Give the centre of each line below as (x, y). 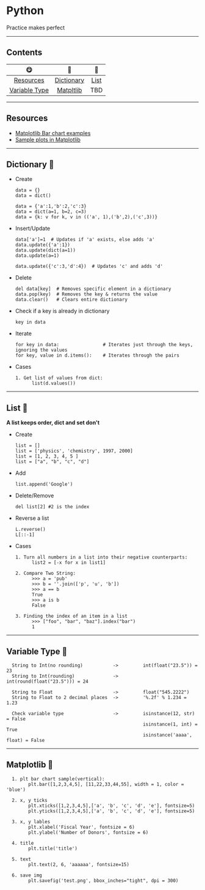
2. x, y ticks (30, 800)
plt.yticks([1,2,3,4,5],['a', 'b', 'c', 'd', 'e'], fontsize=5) (112, 811)
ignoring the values (41, 350)
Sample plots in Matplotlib (48, 139)
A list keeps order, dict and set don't (53, 423)
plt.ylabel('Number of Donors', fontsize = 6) (88, 833)
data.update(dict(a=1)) (45, 250)
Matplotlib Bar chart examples (53, 133)
